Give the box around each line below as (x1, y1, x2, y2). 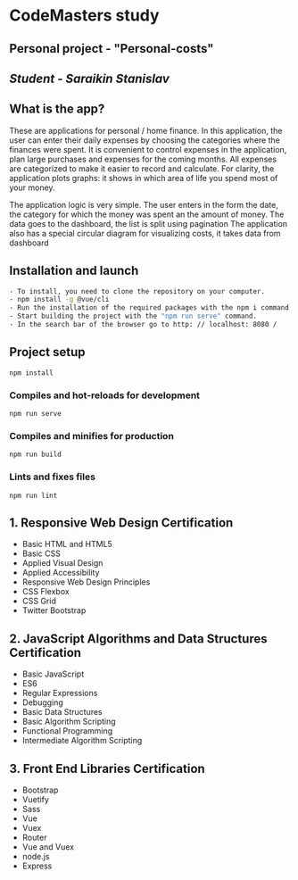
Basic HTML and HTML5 (21, 539, 113, 550)
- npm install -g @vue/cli (9, 295, 110, 304)
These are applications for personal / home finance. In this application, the (9, 125, 283, 136)
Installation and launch (9, 263, 139, 278)
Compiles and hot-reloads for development (9, 389, 201, 402)
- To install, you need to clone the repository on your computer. (9, 286, 266, 295)
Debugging (21, 697, 64, 708)
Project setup (9, 345, 87, 360)
